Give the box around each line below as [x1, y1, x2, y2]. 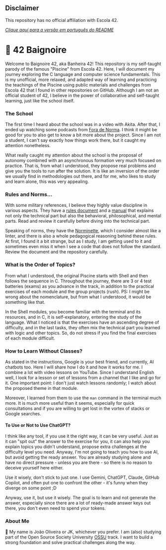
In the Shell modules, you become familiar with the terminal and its [5, 308, 141, 315]
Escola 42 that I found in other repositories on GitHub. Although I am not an [5, 87, 159, 93]
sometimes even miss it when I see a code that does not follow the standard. [5, 244, 162, 250]
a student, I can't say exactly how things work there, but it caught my [5, 137, 146, 143]
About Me [5, 518, 30, 525]
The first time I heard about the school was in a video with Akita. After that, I [5, 121, 160, 127]
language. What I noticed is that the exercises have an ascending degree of [5, 319, 160, 325]
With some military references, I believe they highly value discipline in [5, 202, 148, 208]
